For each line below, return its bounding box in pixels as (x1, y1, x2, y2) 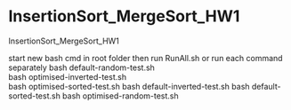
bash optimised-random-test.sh (62, 90, 179, 101)
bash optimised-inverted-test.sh (8, 71, 126, 82)
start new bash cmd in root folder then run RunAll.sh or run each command (8, 52, 283, 63)
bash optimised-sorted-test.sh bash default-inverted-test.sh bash (8, 81, 250, 91)
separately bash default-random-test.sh (8, 62, 155, 73)
